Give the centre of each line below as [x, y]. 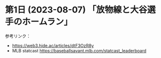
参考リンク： [18, 36]
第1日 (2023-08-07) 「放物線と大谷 [76, 10]
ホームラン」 [47, 22]
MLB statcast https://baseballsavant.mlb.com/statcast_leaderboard [79, 50]
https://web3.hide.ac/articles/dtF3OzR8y [53, 46]
